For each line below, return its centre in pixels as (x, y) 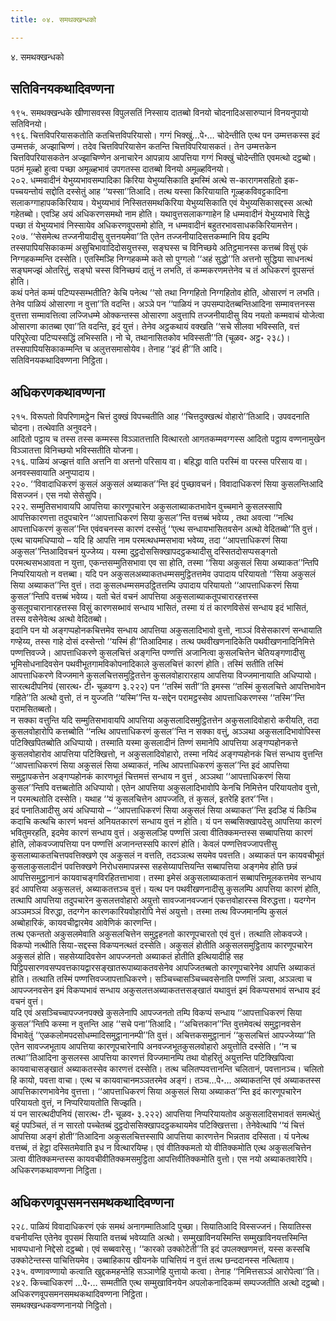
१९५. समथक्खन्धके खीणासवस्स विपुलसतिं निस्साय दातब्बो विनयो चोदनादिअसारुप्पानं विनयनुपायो (159, 113)
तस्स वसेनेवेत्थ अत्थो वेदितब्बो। (59, 619)
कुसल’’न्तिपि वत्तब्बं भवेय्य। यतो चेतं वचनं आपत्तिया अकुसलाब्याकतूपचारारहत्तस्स (134, 597)
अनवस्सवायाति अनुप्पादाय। (53, 473)
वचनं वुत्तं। (27, 1002)
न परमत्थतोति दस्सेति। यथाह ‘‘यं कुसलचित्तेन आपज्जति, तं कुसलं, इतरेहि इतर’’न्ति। (142, 799)
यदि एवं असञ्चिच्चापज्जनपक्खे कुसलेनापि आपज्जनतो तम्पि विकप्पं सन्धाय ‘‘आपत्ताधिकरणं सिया (156, 1013)
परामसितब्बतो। (34, 709)
